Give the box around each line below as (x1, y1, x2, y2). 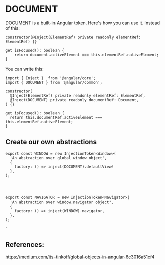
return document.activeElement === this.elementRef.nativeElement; (14, 52, 159, 57)
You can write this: (5, 65, 44, 72)
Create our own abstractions (5, 138, 97, 146)
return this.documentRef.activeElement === (10, 115, 102, 120)
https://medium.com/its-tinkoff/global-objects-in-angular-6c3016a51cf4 (5, 254, 155, 260)
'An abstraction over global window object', (10, 155, 107, 160)
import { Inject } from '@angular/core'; (5, 75, 96, 81)
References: (5, 240, 44, 249)
